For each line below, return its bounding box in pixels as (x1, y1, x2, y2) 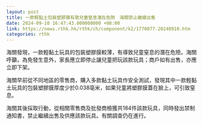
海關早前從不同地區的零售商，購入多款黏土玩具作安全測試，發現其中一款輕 (6, 77, 192, 84)
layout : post (6, 8, 39, 15)
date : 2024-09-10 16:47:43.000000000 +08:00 (6, 20, 120, 26)
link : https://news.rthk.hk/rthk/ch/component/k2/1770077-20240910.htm (6, 25, 190, 32)
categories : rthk (6, 31, 50, 37)
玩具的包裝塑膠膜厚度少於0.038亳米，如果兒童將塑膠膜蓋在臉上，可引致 (11, 84, 190, 91)
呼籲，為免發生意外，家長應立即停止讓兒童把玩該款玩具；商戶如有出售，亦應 (6, 56, 197, 63)
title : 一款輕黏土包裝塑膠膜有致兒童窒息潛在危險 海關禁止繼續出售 (6, 14, 156, 21)
